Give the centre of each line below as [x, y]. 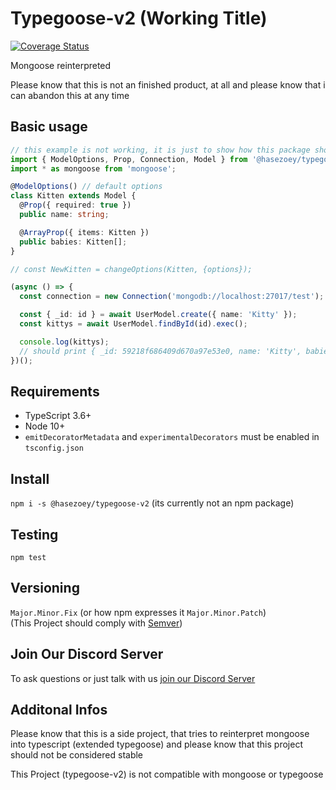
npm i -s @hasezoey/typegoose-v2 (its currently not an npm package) [152, 503]
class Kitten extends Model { [73, 196]
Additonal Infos [59, 709]
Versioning [45, 588]
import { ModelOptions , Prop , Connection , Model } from [129, 159]
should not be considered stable [77, 755]
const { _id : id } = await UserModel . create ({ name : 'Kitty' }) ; [158, 315]
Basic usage [49, 127]
